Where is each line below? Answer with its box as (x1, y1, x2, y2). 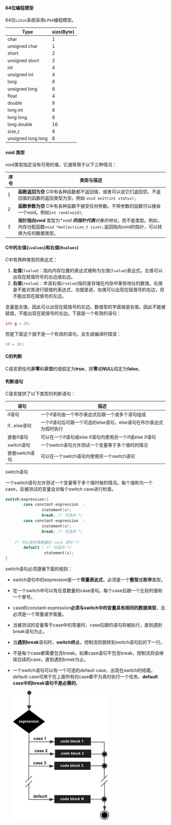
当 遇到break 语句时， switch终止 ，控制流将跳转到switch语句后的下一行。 (12, 639, 165, 645)
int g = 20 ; (5, 321, 31, 326)
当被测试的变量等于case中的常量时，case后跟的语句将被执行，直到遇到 (12, 622, 162, 628)
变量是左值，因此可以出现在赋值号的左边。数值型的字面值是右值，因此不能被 (5, 304, 166, 310)
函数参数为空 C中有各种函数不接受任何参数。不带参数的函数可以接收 (18, 203, 161, 209)
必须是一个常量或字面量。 (12, 611, 67, 617)
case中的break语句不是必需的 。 (12, 680, 80, 686)
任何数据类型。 (27, 230, 59, 236)
